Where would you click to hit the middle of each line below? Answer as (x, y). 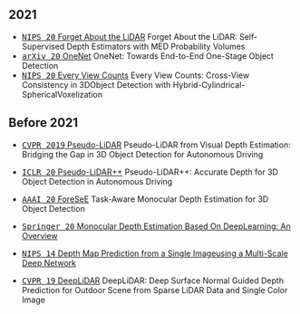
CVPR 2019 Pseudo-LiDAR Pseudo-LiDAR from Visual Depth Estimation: (156, 145)
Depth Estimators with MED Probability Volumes (156, 46)
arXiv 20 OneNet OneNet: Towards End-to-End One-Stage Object (147, 56)
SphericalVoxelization (62, 94)
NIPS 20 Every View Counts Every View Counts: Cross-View (135, 75)
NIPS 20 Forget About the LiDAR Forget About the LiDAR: (129, 36)
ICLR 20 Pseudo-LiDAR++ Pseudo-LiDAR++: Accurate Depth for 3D (150, 172)
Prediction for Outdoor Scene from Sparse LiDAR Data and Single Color (155, 290)
